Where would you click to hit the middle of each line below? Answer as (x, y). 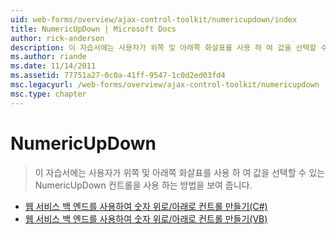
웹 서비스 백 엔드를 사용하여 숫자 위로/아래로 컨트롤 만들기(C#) (146, 206)
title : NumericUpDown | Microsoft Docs (93, 29)
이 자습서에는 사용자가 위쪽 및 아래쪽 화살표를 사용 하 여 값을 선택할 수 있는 (180, 172)
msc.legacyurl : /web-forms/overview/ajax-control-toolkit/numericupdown (165, 85)
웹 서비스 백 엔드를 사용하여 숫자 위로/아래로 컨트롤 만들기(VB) (146, 218)
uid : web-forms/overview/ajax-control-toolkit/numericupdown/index (154, 19)
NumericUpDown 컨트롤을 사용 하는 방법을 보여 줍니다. (143, 185)
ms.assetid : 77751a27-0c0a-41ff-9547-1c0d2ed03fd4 (118, 76)
